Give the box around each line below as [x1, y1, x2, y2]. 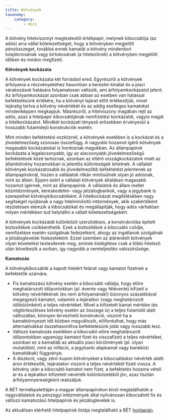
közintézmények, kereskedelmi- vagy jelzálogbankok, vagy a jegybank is [5, 188, 156, 194]
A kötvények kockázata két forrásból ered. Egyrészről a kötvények [5, 76, 142, 82]
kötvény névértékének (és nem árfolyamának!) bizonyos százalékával [12, 291, 157, 297]
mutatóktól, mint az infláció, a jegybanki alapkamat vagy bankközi [12, 345, 149, 351]
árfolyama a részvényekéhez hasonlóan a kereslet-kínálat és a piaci [5, 82, 145, 88]
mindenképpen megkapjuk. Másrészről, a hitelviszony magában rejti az [5, 108, 152, 114]
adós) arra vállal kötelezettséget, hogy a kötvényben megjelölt [5, 41, 134, 47]
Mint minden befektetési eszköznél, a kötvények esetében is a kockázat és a [5, 134, 164, 140]
